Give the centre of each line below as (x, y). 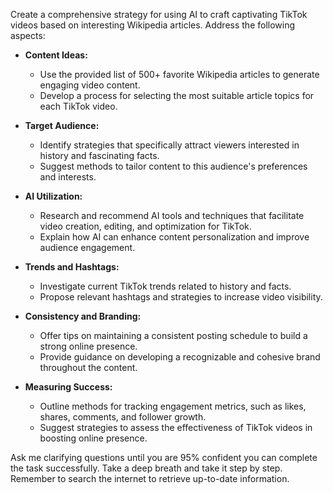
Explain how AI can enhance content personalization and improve (174, 237)
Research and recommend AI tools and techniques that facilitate (172, 215)
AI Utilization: (53, 196)
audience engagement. (87, 247)
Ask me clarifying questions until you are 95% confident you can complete (164, 457)
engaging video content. (90, 85)
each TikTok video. (78, 106)
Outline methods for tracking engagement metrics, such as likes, (173, 406)
